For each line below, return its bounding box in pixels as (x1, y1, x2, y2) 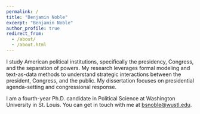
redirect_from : (6, 31, 44, 37)
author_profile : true (6, 25, 60, 31)
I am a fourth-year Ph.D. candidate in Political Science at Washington (6, 94, 176, 102)
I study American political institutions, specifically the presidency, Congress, (6, 58, 194, 65)
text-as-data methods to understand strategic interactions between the (6, 71, 181, 78)
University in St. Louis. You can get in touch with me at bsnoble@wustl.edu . (6, 101, 192, 108)
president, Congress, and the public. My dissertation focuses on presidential (6, 77, 195, 84)
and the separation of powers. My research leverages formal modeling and (6, 64, 190, 71)
